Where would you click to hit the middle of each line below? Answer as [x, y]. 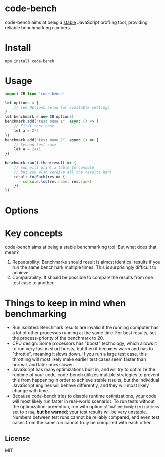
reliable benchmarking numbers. [38, 27]
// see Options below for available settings [62, 107]
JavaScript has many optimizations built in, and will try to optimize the [83, 370]
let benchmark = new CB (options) [40, 117]
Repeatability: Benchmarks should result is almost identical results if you [86, 262]
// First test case [34, 126]
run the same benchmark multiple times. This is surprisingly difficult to [84, 267]
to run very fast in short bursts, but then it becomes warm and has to [82, 349]
